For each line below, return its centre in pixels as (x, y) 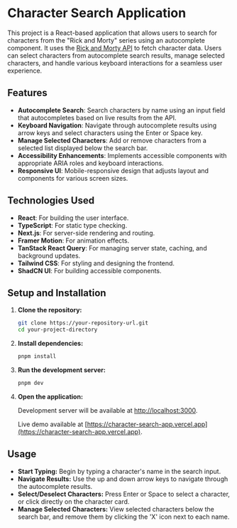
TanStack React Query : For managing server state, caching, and (112, 248)
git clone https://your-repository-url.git (83, 323)
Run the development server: (62, 370)
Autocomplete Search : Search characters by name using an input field (121, 110)
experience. (25, 70)
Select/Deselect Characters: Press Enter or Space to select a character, (124, 494)
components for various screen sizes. (73, 178)
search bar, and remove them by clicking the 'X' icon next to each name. (123, 517)
